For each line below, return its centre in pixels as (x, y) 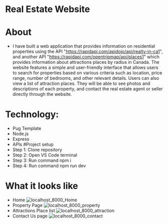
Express (21, 139)
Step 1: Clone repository (37, 150)
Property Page (27, 205)
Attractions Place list (34, 210)
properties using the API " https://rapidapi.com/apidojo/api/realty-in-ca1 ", (88, 52)
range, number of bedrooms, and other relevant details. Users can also (86, 78)
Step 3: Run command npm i (42, 160)
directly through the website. (42, 94)
